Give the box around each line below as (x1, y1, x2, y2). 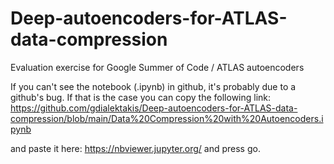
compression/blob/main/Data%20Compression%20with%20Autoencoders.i (10, 112, 324, 124)
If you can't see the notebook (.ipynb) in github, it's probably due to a (10, 80, 297, 92)
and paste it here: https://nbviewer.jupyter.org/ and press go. (10, 142, 261, 154)
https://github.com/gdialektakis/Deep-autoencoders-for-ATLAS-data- (10, 102, 298, 114)
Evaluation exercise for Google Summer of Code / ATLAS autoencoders (10, 61, 305, 73)
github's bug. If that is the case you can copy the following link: (10, 91, 272, 103)
